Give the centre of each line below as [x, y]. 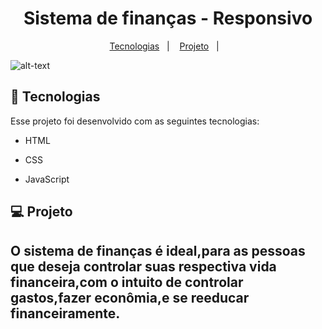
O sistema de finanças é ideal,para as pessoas [158, 250]
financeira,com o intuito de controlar [127, 282]
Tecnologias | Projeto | [164, 46]
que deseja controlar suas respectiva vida [143, 266]
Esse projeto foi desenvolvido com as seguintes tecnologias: [135, 121]
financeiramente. [65, 313]
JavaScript [47, 179]
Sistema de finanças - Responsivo [168, 18]
